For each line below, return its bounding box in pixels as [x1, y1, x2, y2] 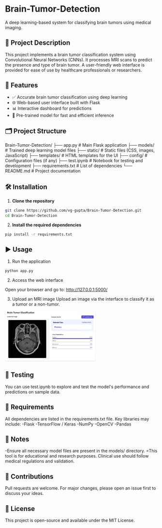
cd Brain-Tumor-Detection [5, 213, 57, 218]
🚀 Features [5, 81, 38, 89]
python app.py [5, 268, 34, 273]
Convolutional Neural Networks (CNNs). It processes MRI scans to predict [5, 57, 152, 63]
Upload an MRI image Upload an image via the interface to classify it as [12, 296, 155, 302]
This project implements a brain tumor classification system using [5, 51, 136, 57]
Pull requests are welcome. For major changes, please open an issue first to [5, 485, 156, 491]
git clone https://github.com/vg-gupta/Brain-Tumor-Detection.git [5, 208, 142, 213]
